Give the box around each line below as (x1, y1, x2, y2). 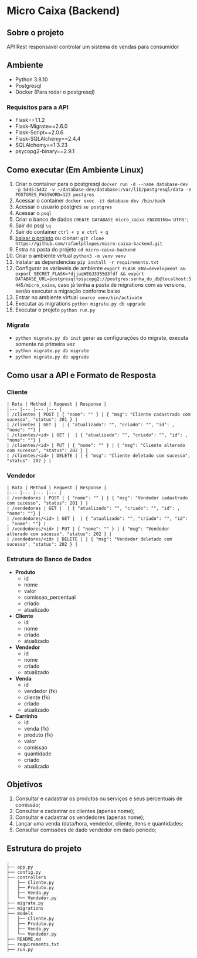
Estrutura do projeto (6, 843, 81, 853)
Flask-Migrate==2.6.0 (15, 122, 68, 130)
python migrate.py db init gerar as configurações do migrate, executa (15, 334, 189, 342)
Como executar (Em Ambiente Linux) (6, 165, 144, 175)
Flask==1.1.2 (15, 117, 45, 124)
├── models (6, 911, 33, 917)
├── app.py (6, 864, 33, 870)
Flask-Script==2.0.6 (15, 129, 64, 136)
